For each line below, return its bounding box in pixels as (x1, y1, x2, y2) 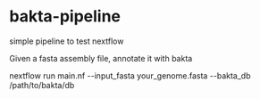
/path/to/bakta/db (9, 79, 75, 90)
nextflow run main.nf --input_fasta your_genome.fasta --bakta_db (9, 70, 251, 81)
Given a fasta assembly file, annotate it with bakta (9, 53, 193, 63)
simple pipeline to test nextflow (9, 36, 124, 46)
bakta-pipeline (9, 6, 122, 27)
